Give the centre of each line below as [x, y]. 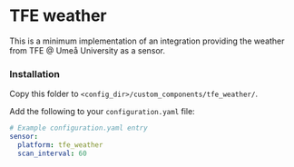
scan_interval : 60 [53, 153]
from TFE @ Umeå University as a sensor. [88, 50]
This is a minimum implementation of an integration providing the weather [147, 41]
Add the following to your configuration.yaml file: [102, 112]
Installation [35, 74]
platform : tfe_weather [60, 145]
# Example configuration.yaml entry [78, 128]
